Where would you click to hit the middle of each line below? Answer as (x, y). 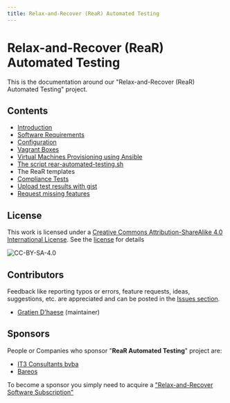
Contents (28, 110)
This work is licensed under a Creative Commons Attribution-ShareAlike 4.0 (115, 232)
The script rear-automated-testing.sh (70, 164)
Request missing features (53, 194)
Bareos (27, 371)
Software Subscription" (41, 392)
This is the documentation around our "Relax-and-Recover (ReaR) (101, 82)
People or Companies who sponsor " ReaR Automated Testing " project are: (115, 350)
